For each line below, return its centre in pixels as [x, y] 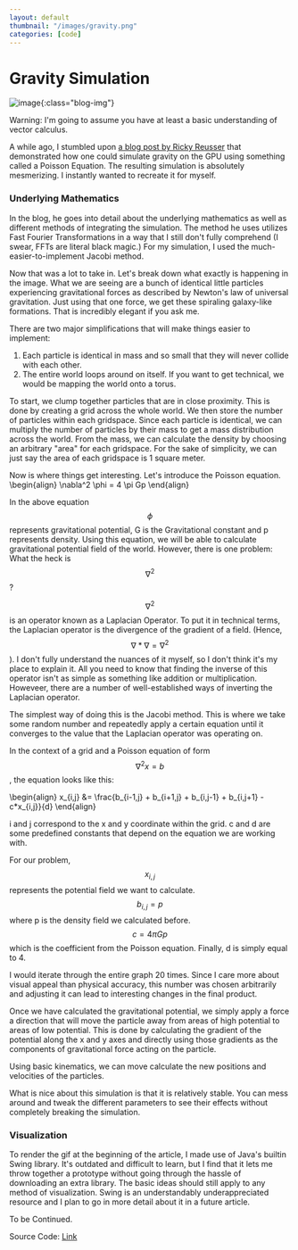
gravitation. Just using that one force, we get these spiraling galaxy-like [141, 302]
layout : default [39, 17]
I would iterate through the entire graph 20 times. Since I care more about [144, 974]
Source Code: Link [43, 1237]
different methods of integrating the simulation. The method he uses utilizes [149, 228]
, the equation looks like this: [62, 780]
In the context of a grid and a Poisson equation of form [110, 750]
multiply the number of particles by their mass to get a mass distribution [141, 429]
